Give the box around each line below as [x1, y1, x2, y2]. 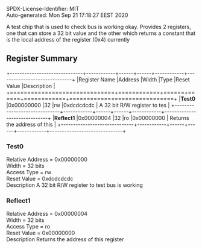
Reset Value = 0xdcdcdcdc [6, 175, 74, 183]
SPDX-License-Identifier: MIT [6, 5, 80, 12]
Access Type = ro [6, 223, 50, 230]
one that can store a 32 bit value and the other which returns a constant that [6, 30, 196, 37]
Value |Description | [6, 82, 55, 89]
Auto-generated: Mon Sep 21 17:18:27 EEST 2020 [6, 11, 128, 19]
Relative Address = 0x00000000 [6, 156, 87, 163]
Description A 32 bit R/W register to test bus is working [6, 181, 144, 189]
